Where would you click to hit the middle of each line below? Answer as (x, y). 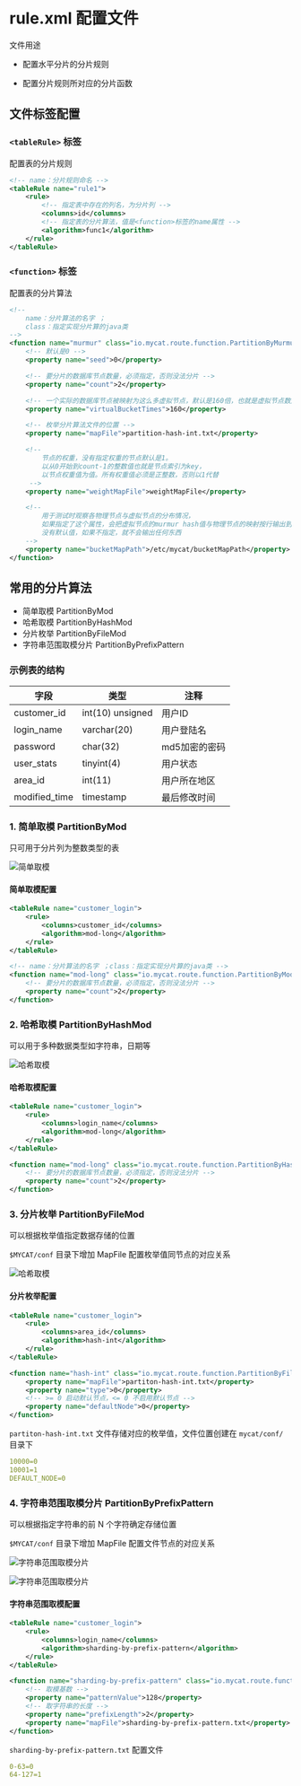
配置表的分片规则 (41, 163)
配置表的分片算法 (41, 293)
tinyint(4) (101, 763)
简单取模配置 (33, 889)
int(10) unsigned (117, 713)
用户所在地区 (188, 780)
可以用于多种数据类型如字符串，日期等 (80, 1046)
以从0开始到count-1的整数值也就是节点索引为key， (124, 466)
